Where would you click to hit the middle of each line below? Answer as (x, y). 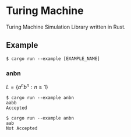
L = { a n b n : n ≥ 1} (27, 87)
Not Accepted (22, 128)
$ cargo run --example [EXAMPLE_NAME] (53, 59)
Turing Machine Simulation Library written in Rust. (66, 27)
